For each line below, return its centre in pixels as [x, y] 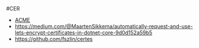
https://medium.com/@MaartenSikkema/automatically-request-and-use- [104, 26]
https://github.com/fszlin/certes [54, 39]
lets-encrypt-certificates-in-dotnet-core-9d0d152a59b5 [83, 33]
